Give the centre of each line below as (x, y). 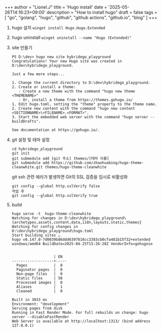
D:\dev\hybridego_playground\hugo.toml (53, 231)
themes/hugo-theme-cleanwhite (76, 167)
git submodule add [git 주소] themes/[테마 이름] (60, 159)
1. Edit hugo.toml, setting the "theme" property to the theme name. (84, 104)
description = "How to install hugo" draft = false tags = (102, 12)
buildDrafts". (26, 121)
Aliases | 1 (40, 287)
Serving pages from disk (37, 308)
